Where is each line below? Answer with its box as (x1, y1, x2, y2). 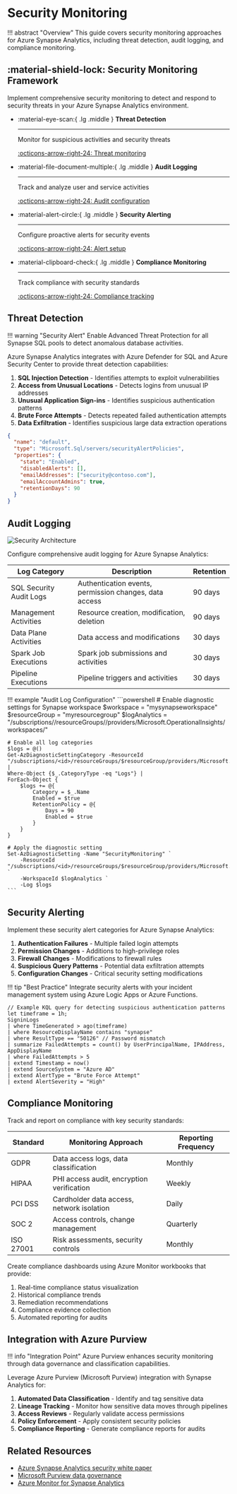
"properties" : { (13, 452, 61, 459)
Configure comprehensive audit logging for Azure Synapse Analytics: (7, 550, 209, 558)
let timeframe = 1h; (7, 1010, 68, 1017)
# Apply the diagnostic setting (7, 844, 102, 851)
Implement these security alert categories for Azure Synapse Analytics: (7, 925, 215, 934)
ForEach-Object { (7, 776, 59, 783)
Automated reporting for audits (17, 1312, 108, 1322)
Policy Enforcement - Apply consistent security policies (17, 1417, 181, 1425)
